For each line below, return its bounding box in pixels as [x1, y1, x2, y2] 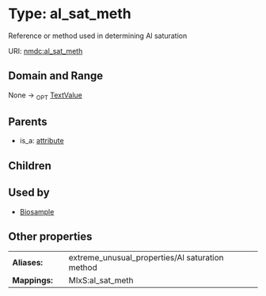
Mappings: [12, 275, 54, 286]
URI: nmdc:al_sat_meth [8, 46, 83, 55]
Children [8, 159, 51, 173]
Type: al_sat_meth [8, 5, 132, 23]
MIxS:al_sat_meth [68, 275, 134, 286]
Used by [8, 186, 50, 199]
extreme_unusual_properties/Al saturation [68, 252, 224, 264]
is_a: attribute [19, 136, 65, 146]
